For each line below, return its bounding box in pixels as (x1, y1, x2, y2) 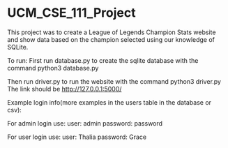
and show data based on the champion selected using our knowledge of (7, 35, 215, 43)
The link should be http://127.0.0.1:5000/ (7, 84, 122, 93)
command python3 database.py (7, 64, 99, 72)
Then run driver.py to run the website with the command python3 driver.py (7, 77, 222, 85)
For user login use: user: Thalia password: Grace (7, 133, 147, 141)
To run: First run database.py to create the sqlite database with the (7, 56, 199, 64)
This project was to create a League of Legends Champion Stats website (7, 28, 216, 36)
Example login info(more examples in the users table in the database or (7, 98, 211, 106)
